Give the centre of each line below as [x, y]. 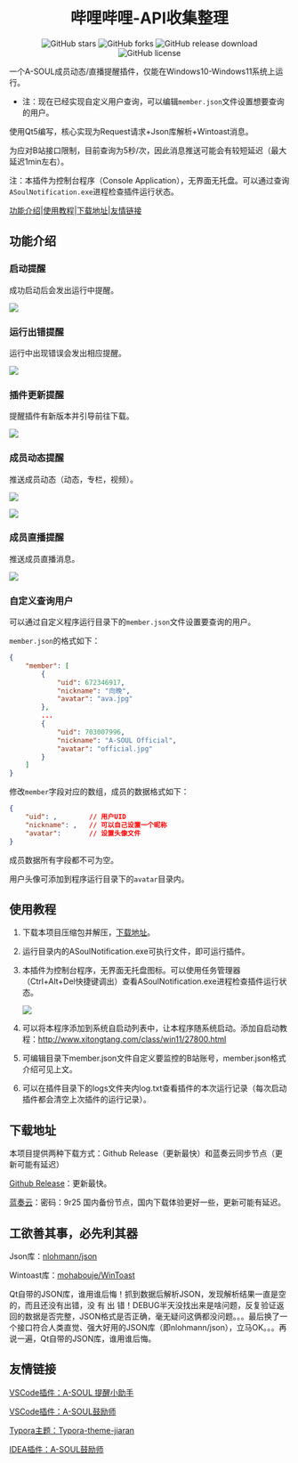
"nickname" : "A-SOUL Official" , [117, 740]
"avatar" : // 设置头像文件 [83, 833]
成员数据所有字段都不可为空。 [64, 859]
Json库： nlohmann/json [53, 1256]
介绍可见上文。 [49, 1069]
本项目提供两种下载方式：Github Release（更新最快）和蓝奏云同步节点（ [142, 1153]
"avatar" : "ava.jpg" [95, 699]
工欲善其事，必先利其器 [73, 1233]
